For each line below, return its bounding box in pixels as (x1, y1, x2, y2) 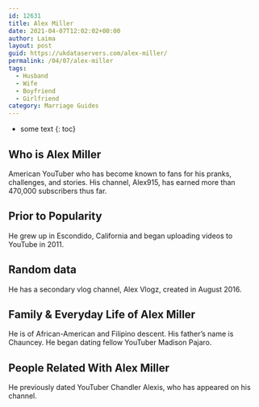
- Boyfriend (15, 86, 56, 95)
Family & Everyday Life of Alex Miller (8, 308, 196, 321)
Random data (8, 263, 77, 277)
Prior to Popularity (8, 209, 102, 223)
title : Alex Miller (8, 19, 74, 27)
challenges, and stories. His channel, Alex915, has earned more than (8, 177, 236, 187)
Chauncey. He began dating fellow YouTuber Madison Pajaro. (8, 338, 212, 347)
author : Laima (8, 34, 56, 43)
